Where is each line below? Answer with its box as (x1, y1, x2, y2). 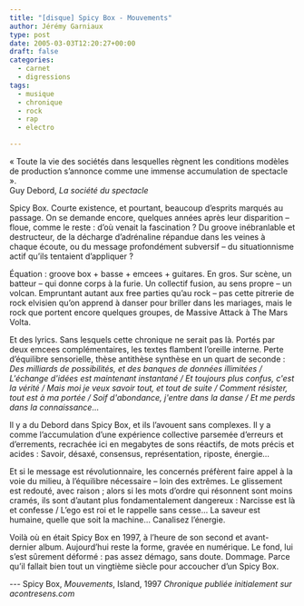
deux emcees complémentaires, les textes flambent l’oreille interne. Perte (9, 344, 284, 354)
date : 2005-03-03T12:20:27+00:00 (9, 38, 136, 48)
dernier (9, 541, 37, 552)
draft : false (9, 47, 59, 56)
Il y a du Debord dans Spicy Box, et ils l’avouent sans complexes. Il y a (9, 420, 271, 430)
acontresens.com (9, 588, 75, 599)
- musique (17, 89, 54, 98)
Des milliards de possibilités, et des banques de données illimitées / (9, 363, 263, 373)
